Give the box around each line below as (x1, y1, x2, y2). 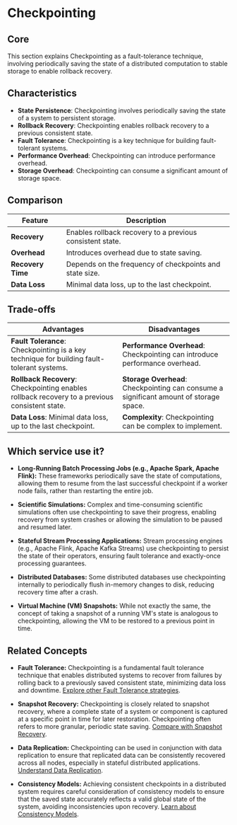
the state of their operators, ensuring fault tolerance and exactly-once (17, 552, 221, 560)
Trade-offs (7, 304, 56, 316)
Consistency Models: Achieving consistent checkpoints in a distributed (17, 780, 226, 788)
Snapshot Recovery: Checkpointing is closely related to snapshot (17, 700, 209, 708)
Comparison (7, 195, 63, 207)
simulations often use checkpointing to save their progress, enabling (17, 508, 217, 517)
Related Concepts (7, 645, 88, 657)
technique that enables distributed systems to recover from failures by (17, 671, 222, 680)
